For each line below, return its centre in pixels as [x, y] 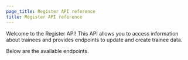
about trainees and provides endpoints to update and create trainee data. [94, 40]
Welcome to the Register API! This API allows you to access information [92, 33]
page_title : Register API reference [51, 11]
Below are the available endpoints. [47, 51]
